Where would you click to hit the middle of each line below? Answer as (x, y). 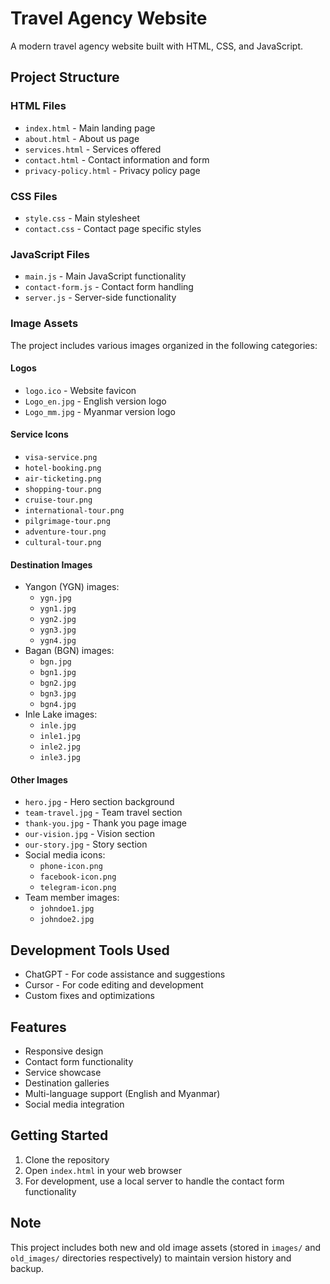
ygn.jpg (55, 598)
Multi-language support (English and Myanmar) (122, 1093)
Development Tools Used (90, 950)
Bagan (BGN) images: (69, 651)
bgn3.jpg (58, 694)
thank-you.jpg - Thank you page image (105, 823)
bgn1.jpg (58, 673)
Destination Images (51, 564)
